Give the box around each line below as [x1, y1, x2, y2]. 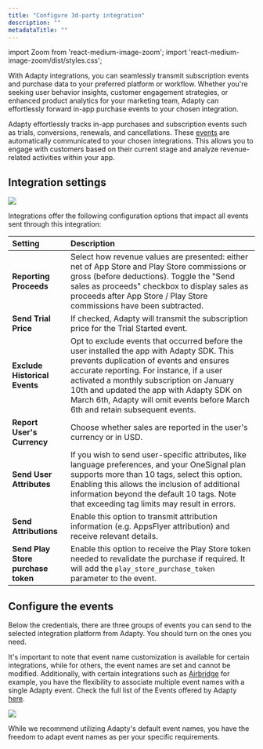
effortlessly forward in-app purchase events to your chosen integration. [8, 104, 239, 114]
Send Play [12, 544, 51, 554]
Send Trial [12, 313, 51, 324]
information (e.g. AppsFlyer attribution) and [70, 521, 230, 532]
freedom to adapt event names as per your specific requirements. [8, 733, 221, 741]
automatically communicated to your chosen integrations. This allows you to [8, 136, 254, 146]
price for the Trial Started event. [70, 323, 188, 334]
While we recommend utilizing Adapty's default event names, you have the [8, 724, 250, 733]
